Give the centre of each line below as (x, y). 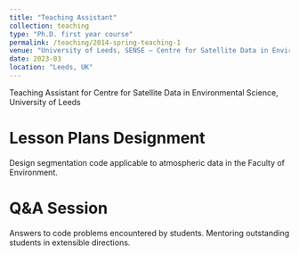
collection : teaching (49, 26)
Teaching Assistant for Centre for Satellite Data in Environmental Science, (144, 92)
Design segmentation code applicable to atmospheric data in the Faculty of (147, 162)
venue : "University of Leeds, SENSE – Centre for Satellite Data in (139, 51)
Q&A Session (59, 208)
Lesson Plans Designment (108, 138)
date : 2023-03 (36, 59)
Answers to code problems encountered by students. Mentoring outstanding (149, 233)
